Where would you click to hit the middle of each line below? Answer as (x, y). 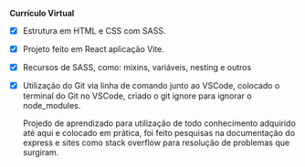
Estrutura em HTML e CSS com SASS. (94, 31)
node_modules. (52, 106)
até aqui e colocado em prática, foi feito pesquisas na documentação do (158, 133)
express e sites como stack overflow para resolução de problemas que (156, 143)
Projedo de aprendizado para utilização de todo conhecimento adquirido (159, 123)
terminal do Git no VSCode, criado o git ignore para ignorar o (137, 96)
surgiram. (41, 152)
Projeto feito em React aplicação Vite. (93, 49)
